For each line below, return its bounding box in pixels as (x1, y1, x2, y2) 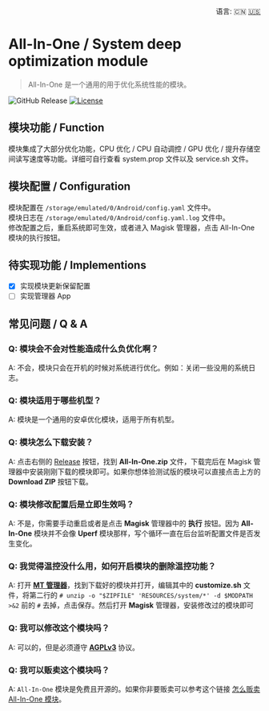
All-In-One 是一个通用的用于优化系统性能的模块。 (27, 80, 191, 89)
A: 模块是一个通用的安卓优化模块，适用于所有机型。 (8, 415, 179, 424)
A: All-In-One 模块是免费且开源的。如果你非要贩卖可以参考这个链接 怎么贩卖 (8, 684, 261, 693)
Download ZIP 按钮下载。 (8, 476, 94, 486)
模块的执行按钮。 (8, 232, 65, 242)
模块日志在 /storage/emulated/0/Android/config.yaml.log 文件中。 (8, 212, 230, 222)
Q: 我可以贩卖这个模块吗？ (8, 664, 110, 676)
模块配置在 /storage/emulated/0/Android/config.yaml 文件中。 (8, 202, 216, 212)
